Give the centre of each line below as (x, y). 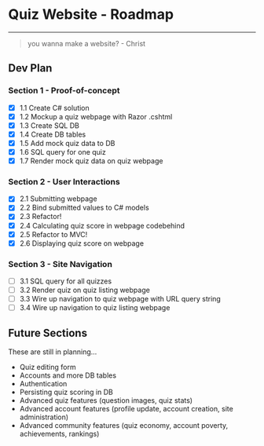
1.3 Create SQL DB (49, 125)
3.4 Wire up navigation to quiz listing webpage (95, 308)
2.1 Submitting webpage (58, 199)
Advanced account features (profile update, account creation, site (126, 409)
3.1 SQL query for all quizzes (66, 281)
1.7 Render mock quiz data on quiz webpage (91, 161)
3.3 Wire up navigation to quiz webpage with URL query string (120, 299)
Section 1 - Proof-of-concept (64, 90)
